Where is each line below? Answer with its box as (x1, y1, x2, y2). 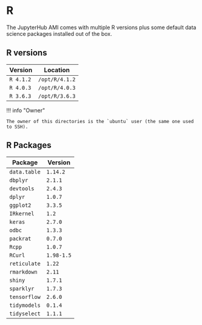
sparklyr (9, 285, 35, 292)
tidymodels (9, 301, 41, 309)
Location (44, 65, 70, 74)
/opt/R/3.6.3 (38, 92, 76, 99)
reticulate (9, 260, 41, 267)
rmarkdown (9, 268, 38, 275)
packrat (9, 235, 32, 242)
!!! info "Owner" (6, 107, 45, 114)
